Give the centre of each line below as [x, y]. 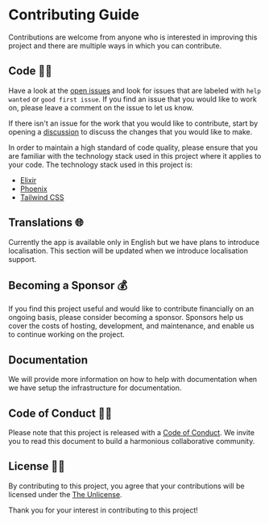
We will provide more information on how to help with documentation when [133, 380]
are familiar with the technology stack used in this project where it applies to [135, 156]
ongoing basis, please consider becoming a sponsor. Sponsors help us [126, 318]
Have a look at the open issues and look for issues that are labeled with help [135, 90]
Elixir [28, 180]
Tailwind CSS [42, 197]
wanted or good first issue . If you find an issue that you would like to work [133, 99]
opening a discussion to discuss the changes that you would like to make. [130, 131]
